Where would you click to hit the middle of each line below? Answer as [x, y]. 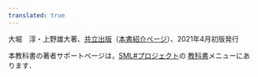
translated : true [37, 15]
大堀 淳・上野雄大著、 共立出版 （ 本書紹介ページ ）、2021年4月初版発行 [123, 38]
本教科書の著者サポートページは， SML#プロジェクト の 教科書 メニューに [126, 55]
